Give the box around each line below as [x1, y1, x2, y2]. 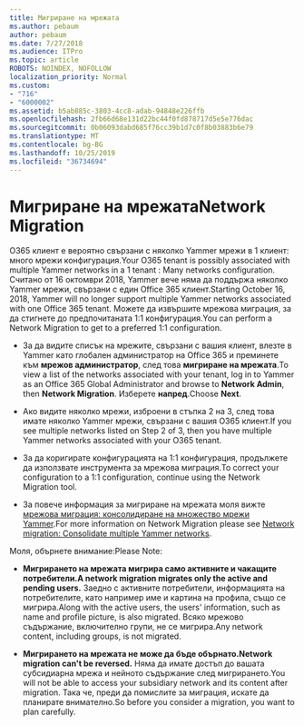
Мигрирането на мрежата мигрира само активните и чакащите [22, 563, 277, 574]
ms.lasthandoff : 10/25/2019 [9, 148, 116, 157]
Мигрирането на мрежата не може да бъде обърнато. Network [22, 649, 273, 660]
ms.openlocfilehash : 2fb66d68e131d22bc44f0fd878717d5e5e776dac [9, 114, 254, 124]
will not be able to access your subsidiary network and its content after [22, 678, 289, 689]
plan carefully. [22, 706, 76, 718]
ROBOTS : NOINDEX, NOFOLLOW [9, 65, 112, 74]
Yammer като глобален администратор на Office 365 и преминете [22, 350, 279, 361]
